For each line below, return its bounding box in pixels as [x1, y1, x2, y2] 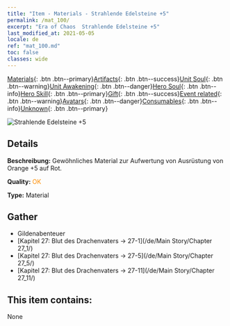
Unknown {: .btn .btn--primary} [20, 104, 108, 112]
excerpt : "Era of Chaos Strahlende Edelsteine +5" [7, 23, 160, 30]
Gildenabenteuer [17, 229, 66, 238]
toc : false [7, 49, 39, 56]
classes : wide [7, 56, 49, 63]
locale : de [7, 36, 39, 43]
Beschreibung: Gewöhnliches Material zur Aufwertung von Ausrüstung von [7, 156, 224, 164]
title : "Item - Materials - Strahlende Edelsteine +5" [7, 10, 170, 17]
